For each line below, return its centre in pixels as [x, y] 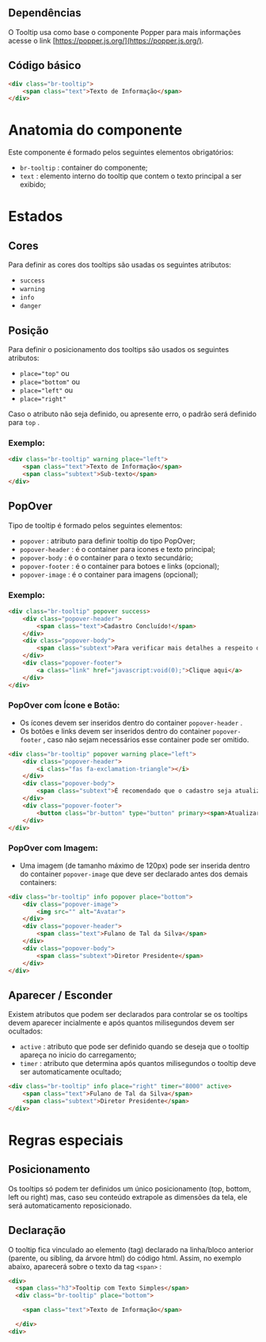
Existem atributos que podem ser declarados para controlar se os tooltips [128, 1014]
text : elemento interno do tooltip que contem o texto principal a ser [131, 176]
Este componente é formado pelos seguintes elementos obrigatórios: [121, 152]
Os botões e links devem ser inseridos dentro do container [115, 731]
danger [30, 306]
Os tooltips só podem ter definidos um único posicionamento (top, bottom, [130, 1188]
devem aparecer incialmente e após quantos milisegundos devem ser [122, 1023]
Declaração [37, 1231]
